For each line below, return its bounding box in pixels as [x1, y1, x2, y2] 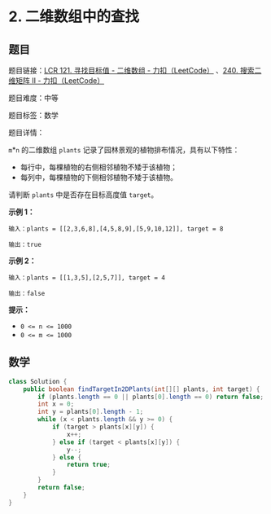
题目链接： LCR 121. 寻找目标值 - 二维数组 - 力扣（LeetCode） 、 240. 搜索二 [8, 66, 262, 75]
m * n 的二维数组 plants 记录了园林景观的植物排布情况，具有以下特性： [8, 145, 240, 155]
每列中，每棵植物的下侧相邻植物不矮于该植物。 [20, 173, 177, 182]
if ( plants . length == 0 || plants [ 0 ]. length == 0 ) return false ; [37, 393, 264, 401]
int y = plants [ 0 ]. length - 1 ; [37, 408, 144, 416]
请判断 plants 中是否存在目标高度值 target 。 [8, 190, 159, 200]
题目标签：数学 [8, 111, 59, 120]
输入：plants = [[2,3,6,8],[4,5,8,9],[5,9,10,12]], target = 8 [8, 225, 224, 233]
